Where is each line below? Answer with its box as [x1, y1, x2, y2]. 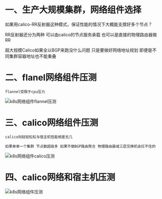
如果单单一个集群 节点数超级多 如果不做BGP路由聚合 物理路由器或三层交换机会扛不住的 [5, 144, 156, 149]
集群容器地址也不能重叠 [9, 53, 56, 59]
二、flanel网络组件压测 [5, 72, 97, 83]
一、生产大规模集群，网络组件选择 [5, 4, 142, 16]
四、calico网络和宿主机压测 [5, 172, 115, 182]
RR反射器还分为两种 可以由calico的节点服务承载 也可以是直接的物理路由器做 [5, 32, 157, 37]
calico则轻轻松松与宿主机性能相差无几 [5, 134, 73, 139]
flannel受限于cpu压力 [5, 89, 45, 94]
